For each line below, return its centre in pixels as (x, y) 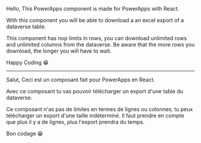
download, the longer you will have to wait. (59, 51)
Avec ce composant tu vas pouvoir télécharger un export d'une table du (95, 91)
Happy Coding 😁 (28, 63)
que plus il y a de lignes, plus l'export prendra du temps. (75, 122)
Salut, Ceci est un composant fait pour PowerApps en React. (81, 80)
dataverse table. (26, 27)
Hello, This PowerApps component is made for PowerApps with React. (93, 9)
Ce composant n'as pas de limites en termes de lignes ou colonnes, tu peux (100, 109)
